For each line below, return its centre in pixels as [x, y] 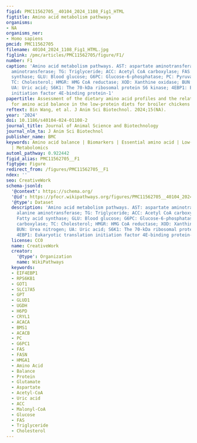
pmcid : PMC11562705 [30, 45]
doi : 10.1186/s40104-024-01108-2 [47, 121]
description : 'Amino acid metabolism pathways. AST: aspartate [90, 208]
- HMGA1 [21, 360]
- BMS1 [19, 328]
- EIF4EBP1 [25, 273]
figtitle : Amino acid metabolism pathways [59, 17]
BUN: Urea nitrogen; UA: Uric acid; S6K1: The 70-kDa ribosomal [97, 229]
